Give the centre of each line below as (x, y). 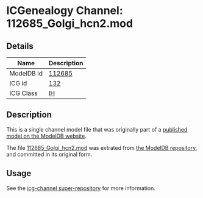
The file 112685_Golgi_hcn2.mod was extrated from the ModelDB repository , (102, 147)
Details (20, 46)
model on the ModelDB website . (47, 136)
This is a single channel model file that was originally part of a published (97, 129)
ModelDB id (26, 73)
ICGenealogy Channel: (65, 11)
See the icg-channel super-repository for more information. (81, 188)
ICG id (18, 83)
